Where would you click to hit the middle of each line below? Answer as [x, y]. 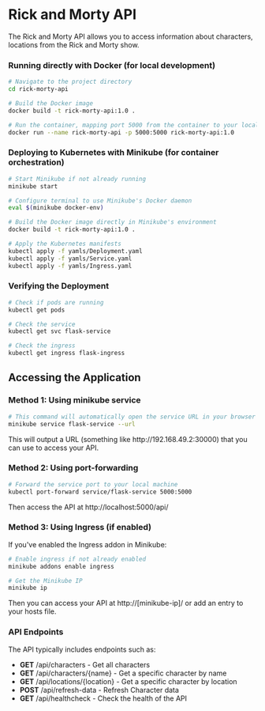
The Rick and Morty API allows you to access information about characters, [131, 36]
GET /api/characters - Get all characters [85, 664]
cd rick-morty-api [38, 89]
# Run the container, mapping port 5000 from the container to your [123, 125]
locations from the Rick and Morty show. [74, 44]
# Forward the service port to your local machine [93, 484]
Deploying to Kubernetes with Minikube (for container [114, 153]
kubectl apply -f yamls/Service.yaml [70, 259]
